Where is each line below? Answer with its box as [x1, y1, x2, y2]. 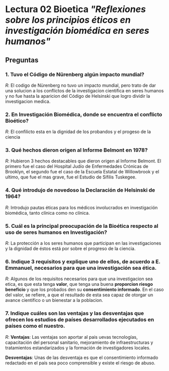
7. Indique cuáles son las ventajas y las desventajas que [5, 310, 144, 317]
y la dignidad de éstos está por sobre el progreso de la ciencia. [5, 245, 136, 252]
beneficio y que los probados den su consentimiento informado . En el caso [5, 286, 164, 293]
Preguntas [5, 55, 39, 64]
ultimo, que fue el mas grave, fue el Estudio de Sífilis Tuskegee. [5, 174, 137, 180]
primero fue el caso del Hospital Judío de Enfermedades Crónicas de [5, 163, 148, 169]
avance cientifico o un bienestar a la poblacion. [5, 297, 103, 303]
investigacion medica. [5, 98, 51, 104]
